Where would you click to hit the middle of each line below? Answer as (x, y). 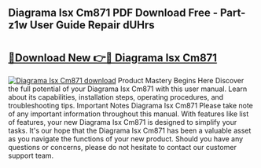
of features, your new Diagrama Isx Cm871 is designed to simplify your (123, 122)
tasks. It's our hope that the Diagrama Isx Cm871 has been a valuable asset (130, 130)
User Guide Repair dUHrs (92, 26)
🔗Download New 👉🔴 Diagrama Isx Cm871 (113, 58)
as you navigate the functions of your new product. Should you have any (126, 139)
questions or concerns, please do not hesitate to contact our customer (123, 147)
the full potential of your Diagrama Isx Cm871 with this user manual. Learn (128, 89)
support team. (31, 155)
